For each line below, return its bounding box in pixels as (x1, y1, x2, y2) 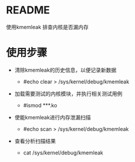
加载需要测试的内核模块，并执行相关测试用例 (14, 90, 123, 97)
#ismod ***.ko (23, 101, 57, 108)
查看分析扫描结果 (14, 138, 56, 145)
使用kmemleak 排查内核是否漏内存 (6, 23, 89, 30)
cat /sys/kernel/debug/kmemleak (23, 149, 103, 156)
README (6, 3, 50, 17)
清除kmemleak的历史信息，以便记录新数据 (14, 66, 117, 73)
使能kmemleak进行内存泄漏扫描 (14, 114, 91, 121)
